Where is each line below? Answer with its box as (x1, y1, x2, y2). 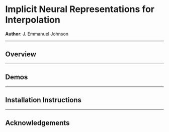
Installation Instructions (5, 95, 82, 104)
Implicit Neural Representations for (5, 4, 155, 15)
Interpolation (5, 14, 60, 26)
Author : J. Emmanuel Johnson (5, 31, 69, 37)
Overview (5, 50, 37, 59)
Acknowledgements (5, 118, 70, 127)
